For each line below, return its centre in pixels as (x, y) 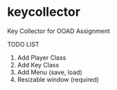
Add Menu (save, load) (50, 72)
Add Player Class (42, 57)
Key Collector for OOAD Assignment (59, 31)
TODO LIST (23, 44)
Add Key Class (38, 65)
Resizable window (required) (58, 79)
